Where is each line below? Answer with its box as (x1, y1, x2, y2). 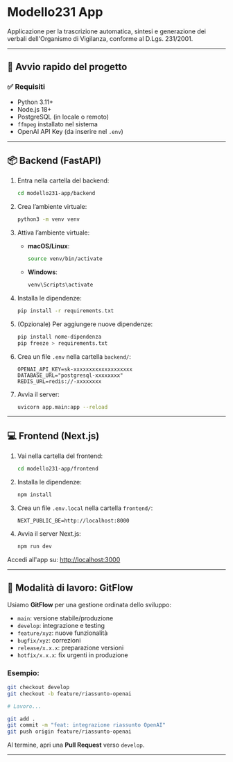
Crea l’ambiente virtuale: (17, 203, 87, 211)
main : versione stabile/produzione (17, 613, 114, 622)
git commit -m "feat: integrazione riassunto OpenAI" (7, 722, 166, 729)
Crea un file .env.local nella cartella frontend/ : (17, 504, 153, 512)
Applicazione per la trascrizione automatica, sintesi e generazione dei (7, 27, 207, 35)
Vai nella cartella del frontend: (17, 452, 103, 460)
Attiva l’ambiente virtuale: (17, 228, 90, 237)
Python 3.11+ (17, 98, 54, 106)
